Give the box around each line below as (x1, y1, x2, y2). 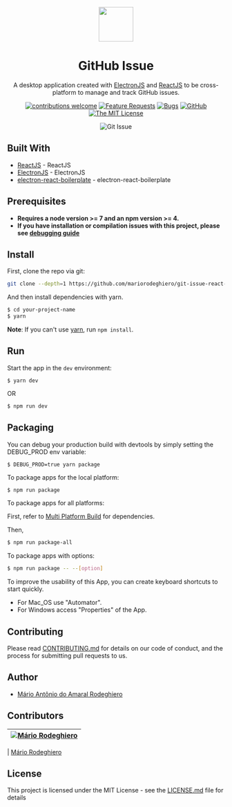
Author (7, 671, 38, 683)
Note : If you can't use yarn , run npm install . (7, 325, 134, 334)
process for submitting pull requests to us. (7, 651, 128, 660)
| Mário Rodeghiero (7, 747, 62, 756)
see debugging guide (17, 228, 80, 237)
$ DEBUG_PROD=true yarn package (7, 461, 100, 468)
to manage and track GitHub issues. (77, 88, 180, 96)
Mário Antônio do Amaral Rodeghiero (17, 689, 123, 698)
